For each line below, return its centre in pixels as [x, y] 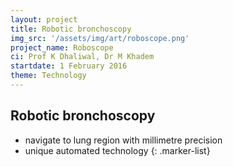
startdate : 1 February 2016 [69, 66]
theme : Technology [48, 76]
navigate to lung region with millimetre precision [123, 140]
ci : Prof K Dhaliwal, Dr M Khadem [82, 57]
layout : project [44, 19]
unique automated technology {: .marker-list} [117, 150]
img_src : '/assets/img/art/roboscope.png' [100, 38]
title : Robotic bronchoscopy [71, 29]
